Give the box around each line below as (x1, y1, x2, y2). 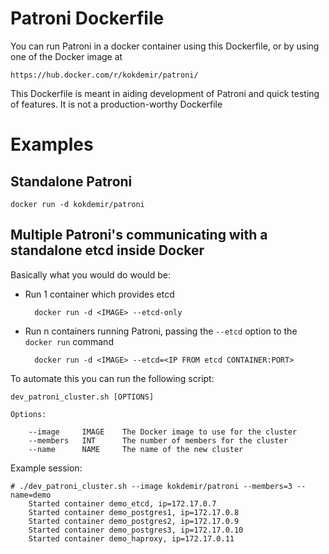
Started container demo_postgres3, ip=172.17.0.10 (28, 525, 244, 535)
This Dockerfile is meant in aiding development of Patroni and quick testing (10, 87, 320, 99)
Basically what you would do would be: (10, 268, 171, 281)
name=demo (10, 490, 52, 500)
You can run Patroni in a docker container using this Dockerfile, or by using (10, 40, 320, 52)
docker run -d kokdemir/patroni (10, 199, 145, 209)
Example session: (10, 462, 83, 474)
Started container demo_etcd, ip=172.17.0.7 (28, 498, 217, 509)
